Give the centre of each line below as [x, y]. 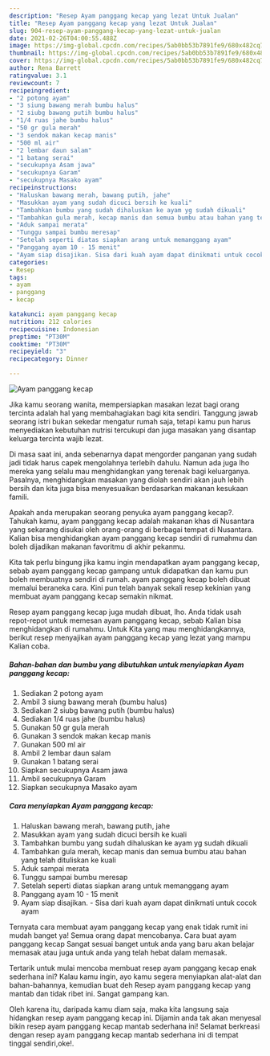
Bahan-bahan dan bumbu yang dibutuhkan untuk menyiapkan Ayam [127, 665]
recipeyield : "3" [38, 352]
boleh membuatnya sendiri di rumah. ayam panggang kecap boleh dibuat [130, 579]
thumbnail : [27, 53]
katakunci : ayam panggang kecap [63, 314]
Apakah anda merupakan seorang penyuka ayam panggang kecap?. [122, 512]
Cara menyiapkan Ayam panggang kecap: [81, 805]
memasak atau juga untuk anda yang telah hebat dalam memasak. [118, 952]
